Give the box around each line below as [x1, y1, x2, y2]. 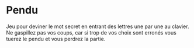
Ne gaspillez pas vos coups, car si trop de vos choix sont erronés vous [6, 29, 176, 36]
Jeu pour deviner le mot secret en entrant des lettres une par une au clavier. [6, 23, 189, 30]
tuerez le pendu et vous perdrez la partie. [6, 35, 106, 42]
